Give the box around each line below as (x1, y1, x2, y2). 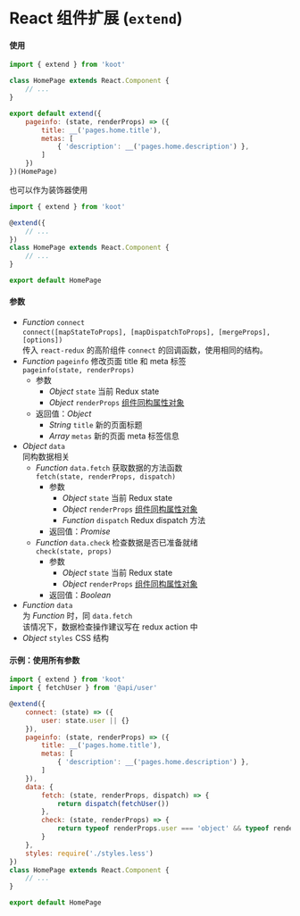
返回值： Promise (48, 526, 111, 537)
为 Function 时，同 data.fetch (21, 611, 133, 621)
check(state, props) (35, 547, 112, 556)
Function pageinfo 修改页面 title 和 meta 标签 (21, 356, 187, 367)
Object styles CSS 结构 (21, 633, 110, 644)
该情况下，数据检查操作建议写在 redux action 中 (21, 621, 198, 632)
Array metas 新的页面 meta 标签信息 (48, 430, 180, 442)
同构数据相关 (21, 452, 70, 462)
